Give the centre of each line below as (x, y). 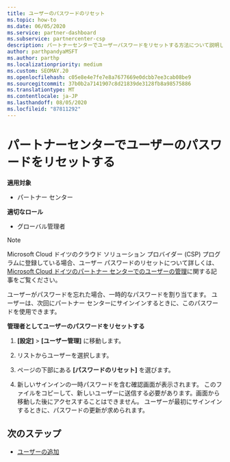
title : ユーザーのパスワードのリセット (56, 13)
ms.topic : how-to (32, 20)
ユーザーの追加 (38, 451)
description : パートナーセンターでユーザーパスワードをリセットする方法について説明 (113, 45)
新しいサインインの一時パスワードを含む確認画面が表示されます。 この (117, 384)
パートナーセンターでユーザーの (97, 145)
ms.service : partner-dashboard (52, 33)
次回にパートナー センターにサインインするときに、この (116, 303)
